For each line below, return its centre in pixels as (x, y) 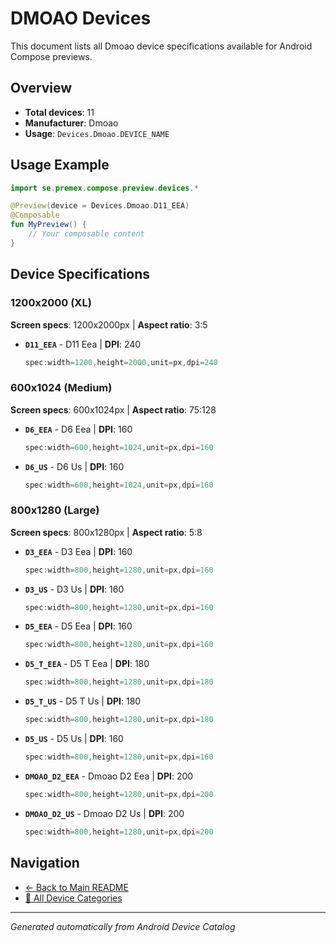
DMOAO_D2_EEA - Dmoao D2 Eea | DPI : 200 (109, 776)
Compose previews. (51, 56)
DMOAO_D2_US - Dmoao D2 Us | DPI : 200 (104, 813)
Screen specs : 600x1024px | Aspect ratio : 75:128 (113, 409)
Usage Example (60, 165)
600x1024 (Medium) (61, 388)
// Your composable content (86, 234)
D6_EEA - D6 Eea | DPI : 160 (78, 429)
